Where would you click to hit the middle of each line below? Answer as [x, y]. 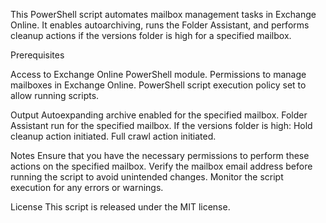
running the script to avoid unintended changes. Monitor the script [147, 177]
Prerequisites [37, 55]
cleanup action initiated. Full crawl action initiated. [113, 136]
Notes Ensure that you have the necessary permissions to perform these [160, 155]
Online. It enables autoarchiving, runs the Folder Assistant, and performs [160, 25]
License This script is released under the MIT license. [120, 207]
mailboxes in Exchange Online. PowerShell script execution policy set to [158, 85]
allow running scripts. [55, 95]
